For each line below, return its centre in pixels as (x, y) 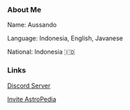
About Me (24, 10)
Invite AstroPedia (32, 99)
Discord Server (29, 86)
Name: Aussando (32, 25)
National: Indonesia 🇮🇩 (41, 52)
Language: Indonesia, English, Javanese (65, 38)
